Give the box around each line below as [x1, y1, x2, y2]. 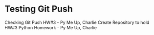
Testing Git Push [4, 3, 73, 15]
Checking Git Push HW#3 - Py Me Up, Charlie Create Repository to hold [4, 19, 150, 25]
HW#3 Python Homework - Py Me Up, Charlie [4, 24, 97, 30]
